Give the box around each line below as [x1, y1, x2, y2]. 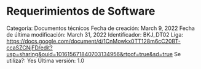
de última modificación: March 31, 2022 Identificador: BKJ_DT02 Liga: [6, 31, 183, 38]
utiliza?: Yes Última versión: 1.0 [6, 57, 85, 64]
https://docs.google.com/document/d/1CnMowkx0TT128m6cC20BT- [6, 37, 181, 45]
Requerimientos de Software [6, 4, 156, 18]
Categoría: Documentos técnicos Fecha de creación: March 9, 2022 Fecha [6, 24, 195, 32]
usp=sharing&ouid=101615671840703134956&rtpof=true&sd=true [6, 50, 173, 57]
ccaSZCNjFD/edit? [6, 44, 53, 51]
